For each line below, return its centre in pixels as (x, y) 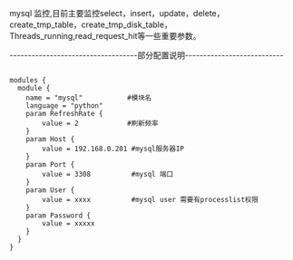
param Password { (59, 216)
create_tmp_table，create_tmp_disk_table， (91, 24)
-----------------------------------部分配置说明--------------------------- (146, 55)
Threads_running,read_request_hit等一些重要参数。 (105, 36)
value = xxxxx (68, 224)
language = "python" (64, 106)
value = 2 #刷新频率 (100, 123)
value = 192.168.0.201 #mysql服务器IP (113, 149)
